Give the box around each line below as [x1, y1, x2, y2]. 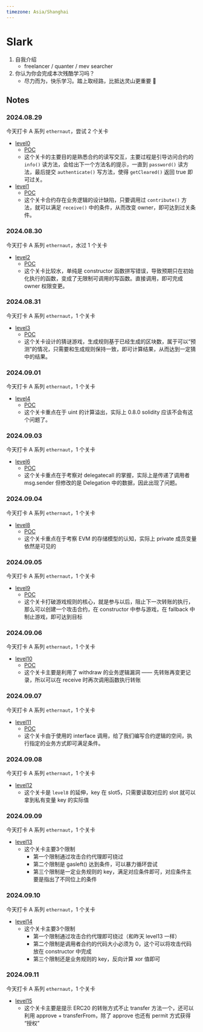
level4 [14, 395, 31, 402]
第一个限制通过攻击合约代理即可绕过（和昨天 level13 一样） [33, 932, 181, 940]
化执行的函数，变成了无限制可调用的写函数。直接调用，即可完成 [24, 274, 183, 282]
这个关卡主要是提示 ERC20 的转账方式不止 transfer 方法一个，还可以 [24, 1004, 194, 1011]
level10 [14, 655, 33, 662]
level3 [14, 324, 30, 331]
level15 [14, 997, 33, 1004]
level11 [14, 718, 31, 726]
